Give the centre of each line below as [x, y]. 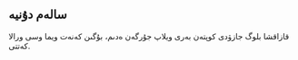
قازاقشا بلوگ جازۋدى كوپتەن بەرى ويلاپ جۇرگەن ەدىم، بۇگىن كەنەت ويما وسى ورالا [149, 36]
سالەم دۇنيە [38, 15]
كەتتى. [20, 46]
